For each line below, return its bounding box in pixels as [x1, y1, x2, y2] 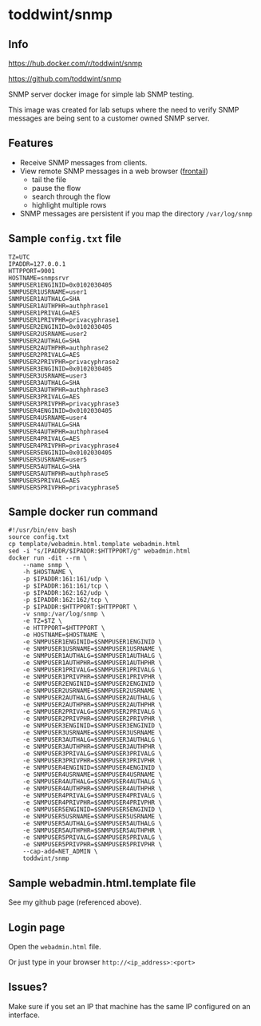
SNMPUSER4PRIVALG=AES [8, 434, 81, 442]
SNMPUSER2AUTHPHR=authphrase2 [8, 343, 109, 352]
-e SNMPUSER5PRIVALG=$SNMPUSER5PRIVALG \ [22, 834, 162, 842]
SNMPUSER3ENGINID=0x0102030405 [8, 365, 113, 373]
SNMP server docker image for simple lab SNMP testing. [8, 89, 195, 99]
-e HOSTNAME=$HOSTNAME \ [22, 631, 105, 640]
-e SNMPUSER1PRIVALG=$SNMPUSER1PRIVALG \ [22, 666, 162, 674]
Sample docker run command [8, 505, 158, 519]
